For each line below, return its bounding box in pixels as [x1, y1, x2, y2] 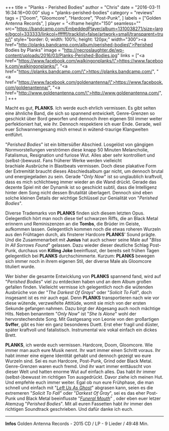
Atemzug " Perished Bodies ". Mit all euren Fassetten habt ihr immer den [5, 401, 152, 407]
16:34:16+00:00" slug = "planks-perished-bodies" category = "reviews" [5, 10, 154, 16]
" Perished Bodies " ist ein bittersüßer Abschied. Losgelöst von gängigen [5, 141, 154, 148]
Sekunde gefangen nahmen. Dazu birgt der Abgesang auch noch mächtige [5, 306, 161, 311]
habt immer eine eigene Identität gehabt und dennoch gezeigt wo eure [5, 352, 151, 358]
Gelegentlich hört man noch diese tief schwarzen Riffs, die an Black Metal [5, 215, 158, 221]
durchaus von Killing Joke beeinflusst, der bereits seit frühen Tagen [18, 248, 159, 253]
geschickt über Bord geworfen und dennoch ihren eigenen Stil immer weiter [5, 116, 162, 121]
